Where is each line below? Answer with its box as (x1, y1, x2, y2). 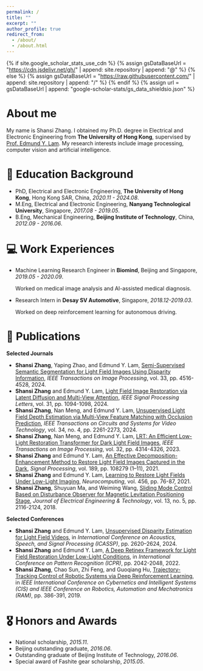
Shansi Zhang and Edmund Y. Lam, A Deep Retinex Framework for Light (15, 546, 196, 554)
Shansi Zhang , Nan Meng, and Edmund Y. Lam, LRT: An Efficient (15, 432, 178, 439)
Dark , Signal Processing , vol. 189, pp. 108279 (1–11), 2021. (15, 464, 160, 472)
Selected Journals (6, 349, 53, 357)
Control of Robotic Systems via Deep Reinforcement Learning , (38, 572, 194, 579)
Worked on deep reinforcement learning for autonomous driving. (15, 308, 177, 315)
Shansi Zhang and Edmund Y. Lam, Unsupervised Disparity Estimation (15, 527, 193, 534)
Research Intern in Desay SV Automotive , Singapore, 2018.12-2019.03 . (15, 296, 193, 304)
